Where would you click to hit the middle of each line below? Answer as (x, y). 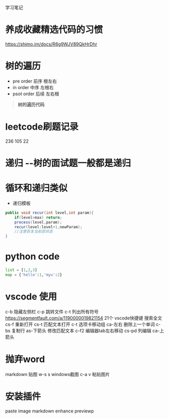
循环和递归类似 (36, 188)
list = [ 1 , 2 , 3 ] (21, 270)
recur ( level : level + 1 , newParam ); (48, 227)
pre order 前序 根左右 (35, 81)
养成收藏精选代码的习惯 (54, 30)
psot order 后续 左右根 (36, 94)
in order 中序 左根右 (33, 87)
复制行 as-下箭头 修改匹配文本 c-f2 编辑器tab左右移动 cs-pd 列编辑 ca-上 (88, 330)
